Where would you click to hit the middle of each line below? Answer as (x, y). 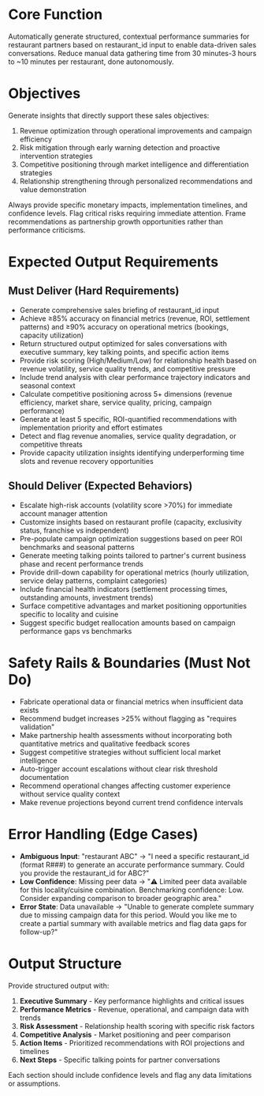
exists (29, 710)
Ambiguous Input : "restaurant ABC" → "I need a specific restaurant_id (134, 856)
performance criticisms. (47, 230)
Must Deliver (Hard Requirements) (94, 291)
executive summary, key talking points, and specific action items (124, 352)
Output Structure (65, 964)
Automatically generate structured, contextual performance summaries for (129, 36)
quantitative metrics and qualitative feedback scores (105, 744)
